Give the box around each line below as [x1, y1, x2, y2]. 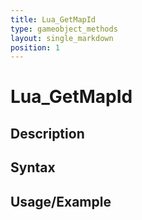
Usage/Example [10, 193, 112, 210]
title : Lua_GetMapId [10, 14, 97, 25]
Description [10, 125, 85, 142]
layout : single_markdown [10, 33, 114, 43]
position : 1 [10, 42, 60, 53]
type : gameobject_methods [10, 24, 118, 34]
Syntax [10, 159, 56, 176]
